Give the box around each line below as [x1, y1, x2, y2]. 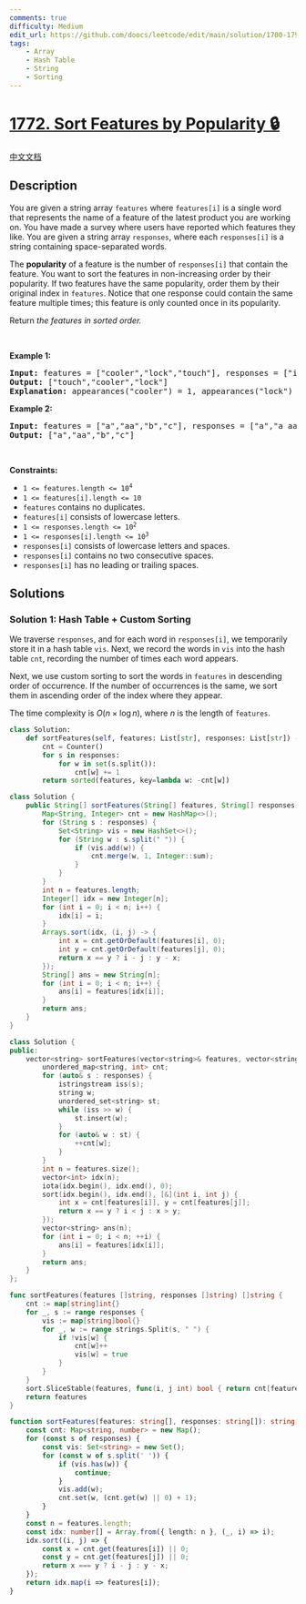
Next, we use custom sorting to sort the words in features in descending [9, 671, 282, 682]
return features [25, 1392, 88, 1402]
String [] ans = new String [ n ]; [42, 970, 161, 980]
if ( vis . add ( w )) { [74, 843, 145, 852]
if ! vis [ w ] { [57, 1333, 107, 1343]
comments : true [9, 13, 67, 23]
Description [9, 178, 77, 194]
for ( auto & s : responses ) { [42, 1071, 153, 1081]
